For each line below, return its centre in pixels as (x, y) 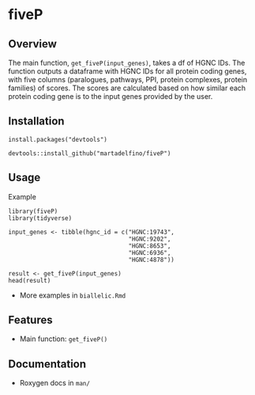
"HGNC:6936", (150, 253)
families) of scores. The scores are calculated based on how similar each (127, 88)
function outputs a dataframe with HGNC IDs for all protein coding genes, (127, 71)
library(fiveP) (33, 211)
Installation (36, 122)
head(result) (30, 280)
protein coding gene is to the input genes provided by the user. (111, 96)
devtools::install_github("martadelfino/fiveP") (90, 153)
